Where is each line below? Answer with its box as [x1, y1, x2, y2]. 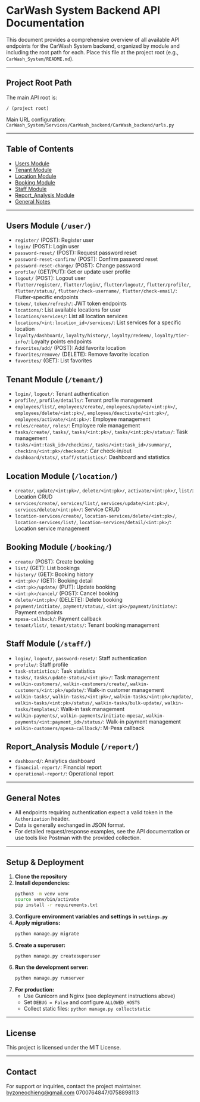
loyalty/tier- [154, 333, 189, 339]
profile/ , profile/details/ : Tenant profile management [14, 396, 153, 404]
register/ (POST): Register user [14, 236, 94, 244]
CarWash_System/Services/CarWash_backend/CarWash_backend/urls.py [6, 122, 174, 128]
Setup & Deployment [6, 857, 85, 867]
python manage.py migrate [14, 931, 79, 937]
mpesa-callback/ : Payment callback [14, 615, 102, 622]
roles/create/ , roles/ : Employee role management [14, 422, 140, 429]
